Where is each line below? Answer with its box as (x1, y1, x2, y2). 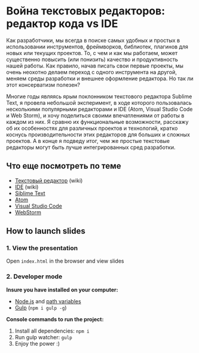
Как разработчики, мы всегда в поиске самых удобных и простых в (6, 36, 180, 44)
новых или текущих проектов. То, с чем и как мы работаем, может (6, 49, 178, 56)
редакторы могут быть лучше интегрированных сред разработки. (6, 144, 176, 151)
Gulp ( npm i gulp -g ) (14, 304, 67, 311)
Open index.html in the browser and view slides (6, 257, 124, 264)
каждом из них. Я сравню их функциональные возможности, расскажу (6, 118, 189, 125)
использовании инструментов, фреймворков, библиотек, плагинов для (6, 43, 188, 50)
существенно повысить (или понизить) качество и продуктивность (6, 56, 178, 63)
